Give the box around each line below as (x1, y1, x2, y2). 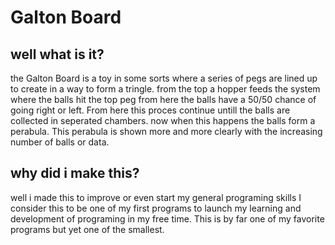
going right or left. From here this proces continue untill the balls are (10, 104, 291, 116)
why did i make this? (10, 165, 140, 182)
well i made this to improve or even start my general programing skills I (10, 191, 302, 203)
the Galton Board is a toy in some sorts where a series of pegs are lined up (10, 72, 318, 84)
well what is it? (10, 46, 105, 63)
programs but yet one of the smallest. (10, 223, 165, 235)
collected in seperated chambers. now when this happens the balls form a (10, 115, 316, 126)
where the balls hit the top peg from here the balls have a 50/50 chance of (10, 94, 317, 105)
